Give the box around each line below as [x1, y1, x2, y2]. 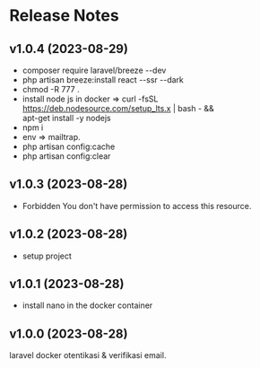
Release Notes [9, 5, 119, 26]
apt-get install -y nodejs [22, 113, 111, 123]
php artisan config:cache [22, 141, 116, 152]
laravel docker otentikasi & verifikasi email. [9, 350, 167, 361]
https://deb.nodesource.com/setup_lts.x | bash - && [22, 103, 215, 113]
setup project [22, 250, 72, 261]
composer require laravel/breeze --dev [22, 65, 167, 75]
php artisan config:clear [22, 151, 111, 162]
